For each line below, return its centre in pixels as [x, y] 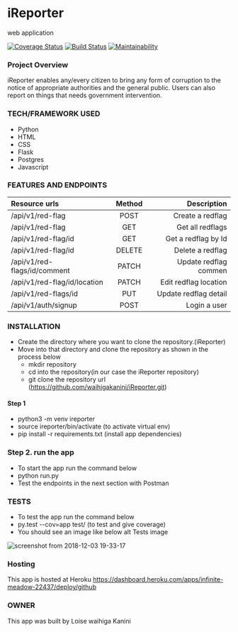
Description [207, 204]
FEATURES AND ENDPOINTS [57, 185]
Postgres [31, 159]
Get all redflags [202, 227]
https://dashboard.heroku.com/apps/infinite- [158, 580]
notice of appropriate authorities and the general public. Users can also [112, 88]
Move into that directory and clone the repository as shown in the [113, 350]
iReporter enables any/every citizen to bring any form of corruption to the [114, 80]
